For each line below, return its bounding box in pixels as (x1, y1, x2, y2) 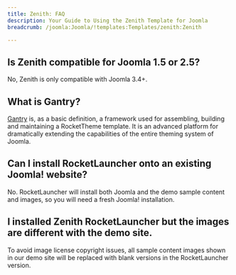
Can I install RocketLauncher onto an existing (7, 158, 212, 170)
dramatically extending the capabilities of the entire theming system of (7, 129, 215, 138)
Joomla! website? (7, 168, 87, 181)
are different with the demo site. (7, 227, 153, 239)
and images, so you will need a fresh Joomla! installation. (7, 195, 175, 203)
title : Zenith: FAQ (7, 10, 65, 18)
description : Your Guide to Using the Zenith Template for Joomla (7, 17, 208, 24)
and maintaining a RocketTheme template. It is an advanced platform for (7, 122, 219, 130)
